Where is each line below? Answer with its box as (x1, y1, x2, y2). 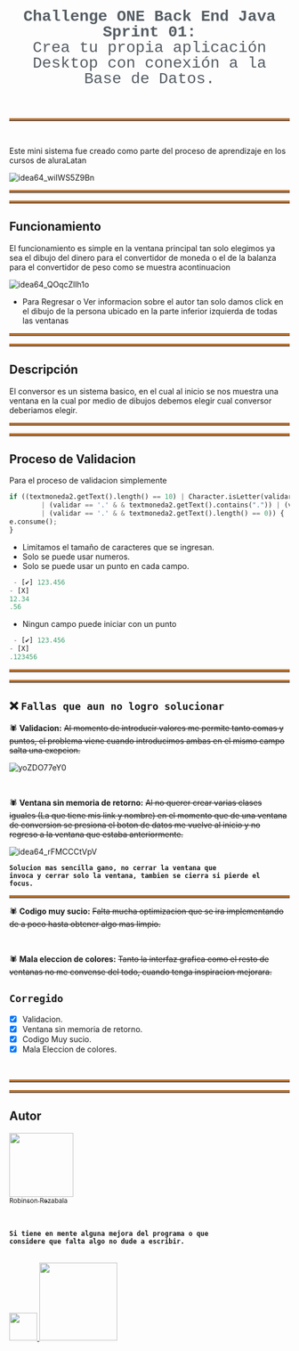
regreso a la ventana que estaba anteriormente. (9, 828, 184, 840)
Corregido (9, 992, 64, 1005)
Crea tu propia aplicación (32, 39, 267, 57)
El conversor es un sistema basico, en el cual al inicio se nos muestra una (9, 386, 279, 396)
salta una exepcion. (9, 745, 81, 755)
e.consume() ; (9, 517, 58, 526)
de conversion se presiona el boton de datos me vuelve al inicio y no (9, 819, 261, 830)
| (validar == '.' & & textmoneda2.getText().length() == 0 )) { (41, 509, 285, 518)
